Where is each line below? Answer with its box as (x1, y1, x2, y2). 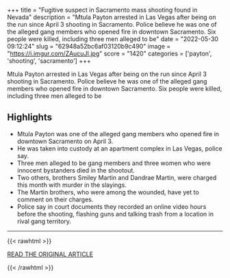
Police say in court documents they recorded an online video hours (16, 202, 207, 211)
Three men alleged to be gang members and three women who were (16, 159, 211, 167)
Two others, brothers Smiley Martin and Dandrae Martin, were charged (16, 173, 217, 181)
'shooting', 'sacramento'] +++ (7, 57, 91, 64)
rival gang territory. (16, 217, 72, 225)
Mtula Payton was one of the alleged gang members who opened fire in (16, 129, 220, 138)
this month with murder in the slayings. (16, 181, 127, 189)
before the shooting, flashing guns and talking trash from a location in (16, 210, 214, 218)
